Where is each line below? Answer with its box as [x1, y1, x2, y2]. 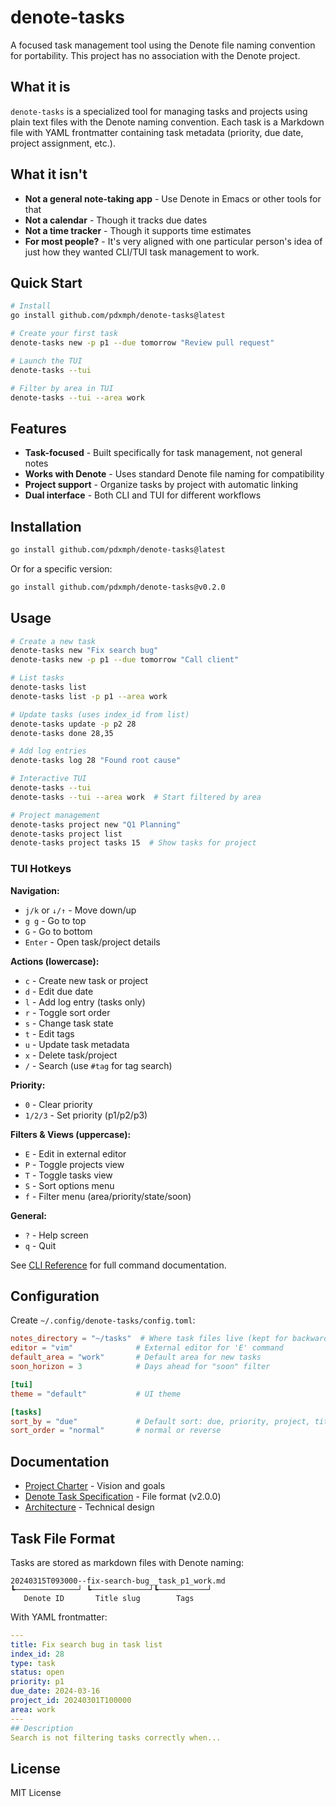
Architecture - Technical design [24, 1501, 155, 1513]
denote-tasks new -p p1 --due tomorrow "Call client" [10, 655, 240, 665]
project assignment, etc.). [10, 137, 116, 149]
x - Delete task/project [24, 1049, 118, 1061]
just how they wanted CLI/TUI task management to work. [24, 246, 260, 258]
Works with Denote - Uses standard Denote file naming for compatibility [24, 468, 325, 480]
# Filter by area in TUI [10, 383, 114, 393]
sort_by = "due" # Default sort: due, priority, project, [10, 1416, 311, 1426]
